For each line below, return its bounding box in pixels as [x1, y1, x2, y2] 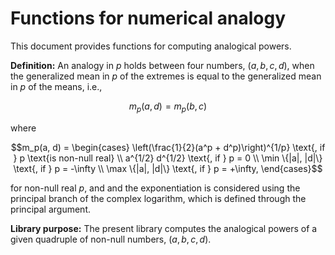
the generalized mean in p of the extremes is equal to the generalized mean [10, 70, 322, 82]
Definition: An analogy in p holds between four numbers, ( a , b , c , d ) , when [10, 59, 315, 71]
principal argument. [10, 203, 92, 215]
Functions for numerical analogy [10, 7, 287, 30]
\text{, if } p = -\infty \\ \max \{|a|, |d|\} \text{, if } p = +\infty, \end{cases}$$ [13, 162, 323, 174]
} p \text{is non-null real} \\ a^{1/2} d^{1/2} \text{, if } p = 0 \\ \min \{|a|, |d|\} [13, 152, 323, 164]
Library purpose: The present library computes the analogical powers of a [10, 222, 318, 234]
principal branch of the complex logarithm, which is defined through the [10, 192, 307, 204]
